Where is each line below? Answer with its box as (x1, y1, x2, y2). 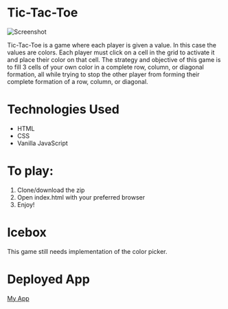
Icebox (7, 225, 47, 240)
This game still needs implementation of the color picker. (7, 247, 168, 255)
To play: (7, 163, 54, 179)
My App (7, 294, 30, 302)
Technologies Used (7, 102, 120, 118)
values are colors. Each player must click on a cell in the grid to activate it (7, 48, 215, 56)
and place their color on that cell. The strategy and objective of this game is (7, 55, 221, 63)
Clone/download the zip (16, 186, 85, 194)
